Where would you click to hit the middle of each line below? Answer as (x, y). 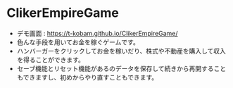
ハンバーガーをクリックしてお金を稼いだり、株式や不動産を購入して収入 (121, 51)
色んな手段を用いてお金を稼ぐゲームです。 (78, 42)
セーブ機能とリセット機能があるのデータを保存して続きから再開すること (121, 68)
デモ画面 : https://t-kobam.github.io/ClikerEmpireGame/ (97, 33)
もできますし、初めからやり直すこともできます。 (87, 77)
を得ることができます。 (51, 59)
